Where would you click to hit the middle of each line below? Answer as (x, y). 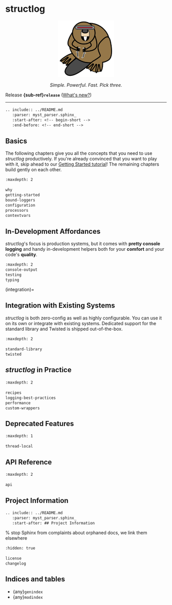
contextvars (18, 216)
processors (17, 211)
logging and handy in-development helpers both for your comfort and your (85, 249)
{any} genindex (28, 591)
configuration (20, 206)
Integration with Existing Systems (60, 306)
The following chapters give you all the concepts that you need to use (79, 153)
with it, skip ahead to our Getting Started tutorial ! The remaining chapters (82, 164)
